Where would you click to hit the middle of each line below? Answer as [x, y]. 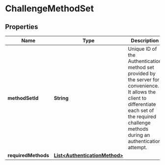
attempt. [137, 147]
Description [145, 41]
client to [137, 98]
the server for [144, 80]
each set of [141, 110]
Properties [22, 27]
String [61, 98]
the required [142, 116]
